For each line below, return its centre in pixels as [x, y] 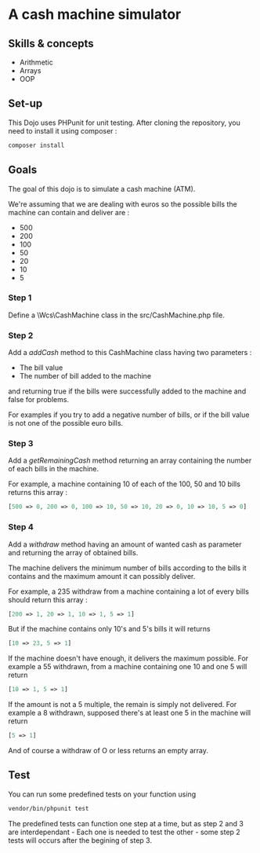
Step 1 [20, 298]
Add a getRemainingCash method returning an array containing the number [130, 460]
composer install [36, 145]
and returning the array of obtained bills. [73, 552]
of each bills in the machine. [54, 469]
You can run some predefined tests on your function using [102, 794]
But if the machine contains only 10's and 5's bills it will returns [109, 629]
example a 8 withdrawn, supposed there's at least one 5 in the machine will [130, 713]
